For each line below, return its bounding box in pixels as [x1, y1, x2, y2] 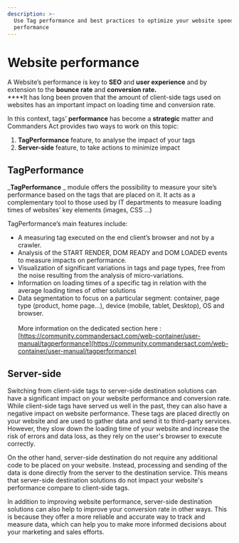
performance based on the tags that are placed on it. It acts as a [7, 190, 196, 200]
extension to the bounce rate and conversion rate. [7, 86, 157, 94]
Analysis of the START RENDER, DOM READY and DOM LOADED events [17, 249, 228, 257]
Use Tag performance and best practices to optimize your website [14, 17, 215, 24]
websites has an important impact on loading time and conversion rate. [7, 100, 216, 109]
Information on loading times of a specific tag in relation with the [17, 279, 207, 287]
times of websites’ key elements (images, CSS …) [7, 206, 152, 214]
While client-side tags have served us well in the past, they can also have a [7, 401, 228, 410]
